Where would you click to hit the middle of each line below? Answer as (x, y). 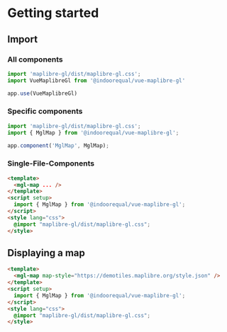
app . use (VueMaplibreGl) (43, 93)
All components (35, 59)
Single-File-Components (51, 164)
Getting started (53, 13)
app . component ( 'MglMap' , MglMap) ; (59, 145)
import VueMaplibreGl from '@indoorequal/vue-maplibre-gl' (96, 80)
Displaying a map (46, 253)
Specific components (45, 111)
